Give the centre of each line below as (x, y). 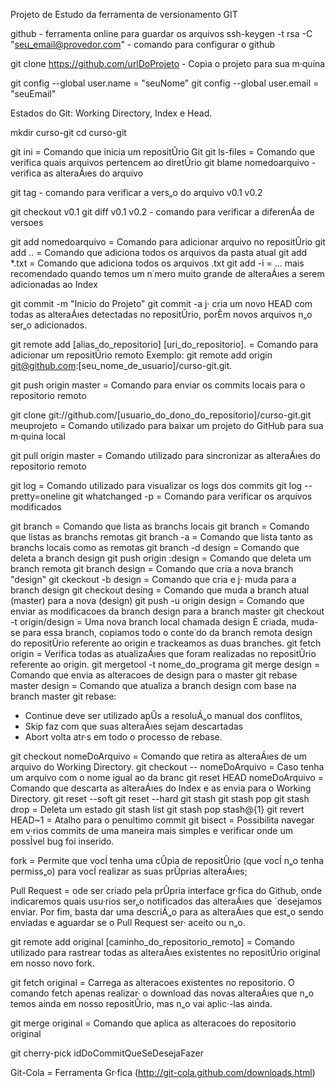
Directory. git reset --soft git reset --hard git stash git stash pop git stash (160, 798)
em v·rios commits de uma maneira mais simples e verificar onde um (151, 830)
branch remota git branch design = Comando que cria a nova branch (152, 568)
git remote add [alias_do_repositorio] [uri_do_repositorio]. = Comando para (164, 344)
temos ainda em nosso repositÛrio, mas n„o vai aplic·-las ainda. (141, 1003)
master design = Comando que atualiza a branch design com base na (153, 685)
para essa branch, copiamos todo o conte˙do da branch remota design (167, 632)
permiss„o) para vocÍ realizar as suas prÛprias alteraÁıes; (129, 871)
